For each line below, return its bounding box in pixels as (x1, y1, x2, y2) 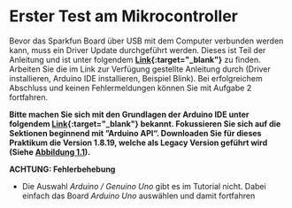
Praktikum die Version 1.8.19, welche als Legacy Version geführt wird (9, 137, 268, 148)
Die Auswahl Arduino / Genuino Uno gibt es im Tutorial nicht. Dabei (21, 181, 267, 191)
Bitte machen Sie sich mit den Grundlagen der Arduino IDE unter (9, 109, 250, 119)
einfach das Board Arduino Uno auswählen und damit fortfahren (21, 190, 256, 201)
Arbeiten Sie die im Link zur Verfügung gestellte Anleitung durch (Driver (9, 64, 272, 74)
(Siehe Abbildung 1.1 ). (9, 146, 91, 157)
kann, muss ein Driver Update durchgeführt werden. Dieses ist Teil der (9, 44, 266, 55)
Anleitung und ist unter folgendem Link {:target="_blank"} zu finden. (9, 54, 261, 65)
